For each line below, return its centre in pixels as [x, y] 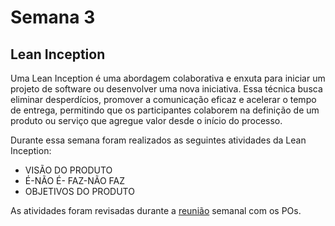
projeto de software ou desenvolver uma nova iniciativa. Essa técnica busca [166, 89]
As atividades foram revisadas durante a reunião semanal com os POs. [156, 210]
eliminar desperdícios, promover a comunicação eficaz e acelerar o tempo [163, 99]
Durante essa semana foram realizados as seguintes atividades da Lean [158, 140]
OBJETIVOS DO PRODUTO [79, 191]
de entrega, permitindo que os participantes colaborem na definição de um [165, 110]
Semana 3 [53, 17]
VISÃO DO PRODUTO [68, 170]
